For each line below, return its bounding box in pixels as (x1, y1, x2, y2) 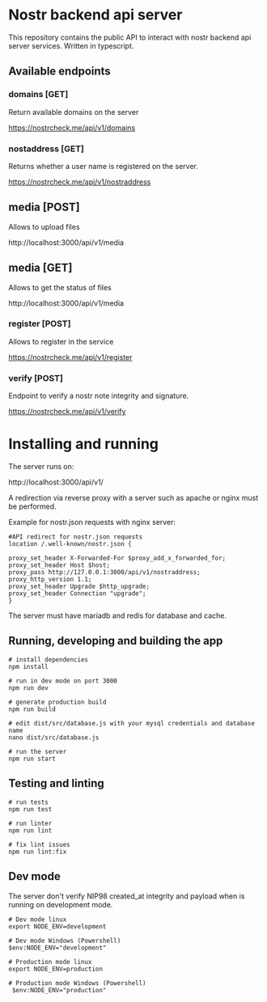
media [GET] (8, 261, 73, 275)
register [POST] (8, 318, 71, 329)
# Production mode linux (8, 958, 92, 966)
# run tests (8, 798, 49, 806)
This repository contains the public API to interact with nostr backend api (8, 32, 252, 42)
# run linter (8, 819, 53, 827)
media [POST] (8, 201, 81, 214)
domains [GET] (8, 89, 69, 100)
